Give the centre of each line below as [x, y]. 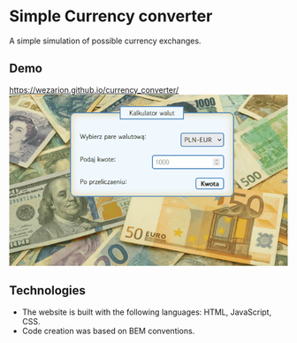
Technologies [48, 290]
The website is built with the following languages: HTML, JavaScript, [147, 312]
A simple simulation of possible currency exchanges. [105, 41]
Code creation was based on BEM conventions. [108, 331]
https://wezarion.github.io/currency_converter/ [94, 89]
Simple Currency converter [111, 16]
